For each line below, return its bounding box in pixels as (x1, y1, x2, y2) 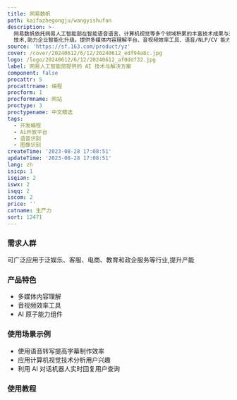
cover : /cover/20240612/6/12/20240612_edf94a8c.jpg (7, 50, 162, 57)
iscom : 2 (7, 194, 33, 201)
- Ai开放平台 (13, 128, 48, 135)
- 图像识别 (13, 142, 42, 149)
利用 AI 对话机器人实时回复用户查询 (17, 364, 121, 372)
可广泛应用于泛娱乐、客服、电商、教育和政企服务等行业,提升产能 (7, 255, 195, 265)
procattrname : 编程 (7, 83, 63, 90)
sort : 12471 (7, 214, 42, 221)
